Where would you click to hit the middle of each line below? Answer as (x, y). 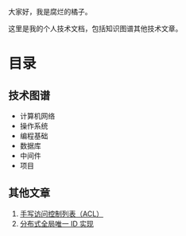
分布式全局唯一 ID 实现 (56, 223)
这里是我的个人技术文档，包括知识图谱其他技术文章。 (95, 29)
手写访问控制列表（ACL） (62, 214)
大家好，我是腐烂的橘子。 (50, 12)
